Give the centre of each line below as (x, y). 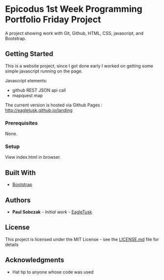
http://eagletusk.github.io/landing (39, 110)
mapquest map (27, 95)
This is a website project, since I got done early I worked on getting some (79, 66)
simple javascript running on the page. (44, 71)
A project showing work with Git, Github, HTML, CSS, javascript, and (74, 33)
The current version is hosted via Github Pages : (54, 105)
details (12, 245)
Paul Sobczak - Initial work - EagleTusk (52, 212)
